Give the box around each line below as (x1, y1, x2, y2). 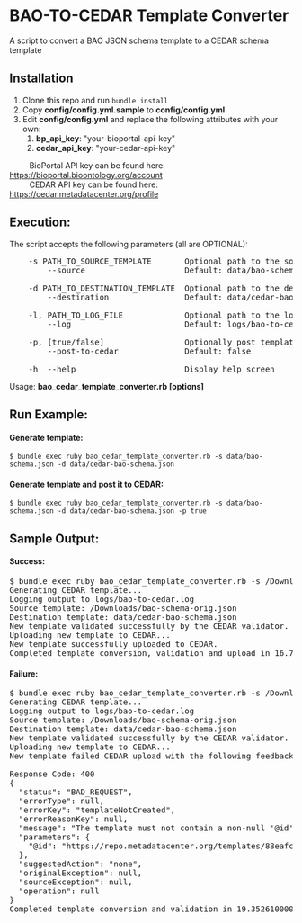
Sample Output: (9, 531, 100, 546)
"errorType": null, (18, 796, 105, 806)
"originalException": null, (18, 868, 143, 878)
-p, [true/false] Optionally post (28, 336, 256, 347)
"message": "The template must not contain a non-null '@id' (18, 823, 294, 833)
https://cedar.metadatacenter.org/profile (9, 188, 159, 199)
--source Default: (47, 264, 223, 275)
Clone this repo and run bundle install (22, 94, 169, 105)
